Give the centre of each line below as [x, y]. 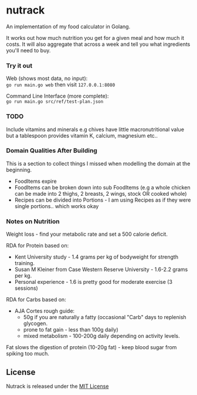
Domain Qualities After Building [52, 150]
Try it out [19, 65]
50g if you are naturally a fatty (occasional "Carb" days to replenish [105, 317]
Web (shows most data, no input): [47, 78]
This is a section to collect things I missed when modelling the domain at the [98, 163]
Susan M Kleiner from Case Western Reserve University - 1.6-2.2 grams [101, 270]
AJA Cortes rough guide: [45, 311]
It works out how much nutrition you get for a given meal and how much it [95, 38]
